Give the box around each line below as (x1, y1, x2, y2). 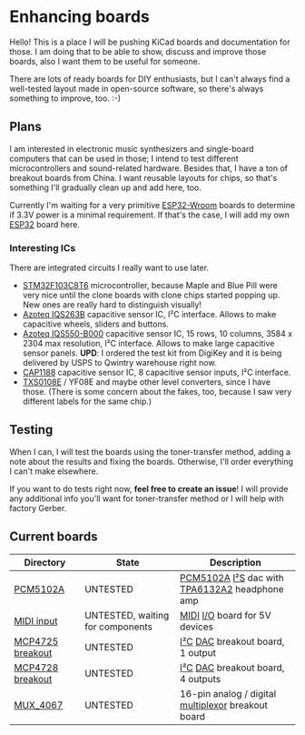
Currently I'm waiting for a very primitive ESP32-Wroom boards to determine (9, 199, 296, 210)
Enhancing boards (9, 6, 150, 27)
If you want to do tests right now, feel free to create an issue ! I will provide (9, 483, 289, 494)
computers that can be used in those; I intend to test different (9, 153, 239, 164)
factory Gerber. (9, 502, 67, 513)
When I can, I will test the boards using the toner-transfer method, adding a (9, 446, 291, 457)
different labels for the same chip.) (22, 396, 152, 407)
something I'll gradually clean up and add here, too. (9, 182, 202, 193)
